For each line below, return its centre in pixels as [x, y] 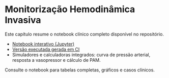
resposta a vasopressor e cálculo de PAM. [56, 60]
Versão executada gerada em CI [46, 49]
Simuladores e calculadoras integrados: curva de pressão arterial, [81, 55]
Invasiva [23, 20]
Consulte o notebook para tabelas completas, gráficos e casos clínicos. [80, 70]
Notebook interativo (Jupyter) [43, 44]
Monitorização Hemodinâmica [70, 9]
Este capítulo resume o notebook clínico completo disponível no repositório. [84, 34]
